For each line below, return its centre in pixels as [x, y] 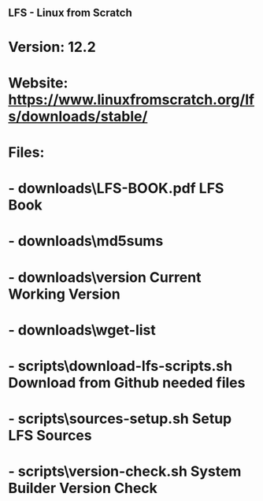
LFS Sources [50, 436]
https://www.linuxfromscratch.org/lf [131, 100]
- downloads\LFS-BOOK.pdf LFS [116, 189]
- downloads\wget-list [82, 330]
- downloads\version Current [105, 277]
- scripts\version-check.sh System [125, 471]
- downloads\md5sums [86, 241]
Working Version [64, 294]
